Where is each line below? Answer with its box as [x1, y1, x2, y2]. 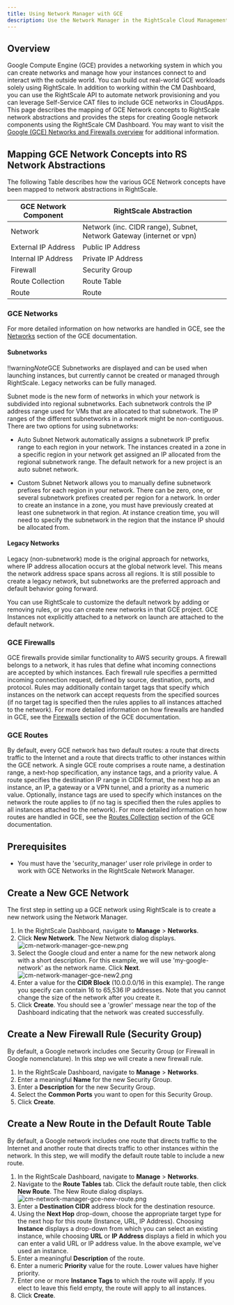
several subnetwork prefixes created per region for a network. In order [17, 493, 221, 502]
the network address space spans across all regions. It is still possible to [7, 569, 215, 577]
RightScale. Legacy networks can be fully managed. [7, 378, 157, 387]
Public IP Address [82, 243, 141, 252]
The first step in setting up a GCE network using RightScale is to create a [7, 906, 216, 914]
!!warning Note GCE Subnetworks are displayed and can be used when [7, 363, 208, 372]
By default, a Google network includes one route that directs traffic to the [7, 1137, 217, 1145]
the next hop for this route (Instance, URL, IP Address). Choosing [17, 1217, 204, 1225]
